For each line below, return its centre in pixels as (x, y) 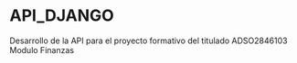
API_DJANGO (62, 16)
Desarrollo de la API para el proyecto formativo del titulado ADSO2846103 (148, 40)
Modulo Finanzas (42, 49)
